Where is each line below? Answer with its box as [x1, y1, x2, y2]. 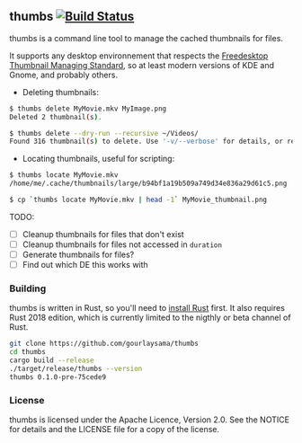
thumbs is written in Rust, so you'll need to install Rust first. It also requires [9, 303, 286, 314]
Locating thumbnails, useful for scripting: [22, 154, 175, 164]
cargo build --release [9, 356, 94, 365]
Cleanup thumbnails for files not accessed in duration [22, 239, 223, 250]
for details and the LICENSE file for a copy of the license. [9, 424, 220, 435]
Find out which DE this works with [22, 260, 148, 270]
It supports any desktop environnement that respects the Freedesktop [9, 50, 269, 61]
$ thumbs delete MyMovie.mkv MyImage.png [9, 104, 167, 113]
